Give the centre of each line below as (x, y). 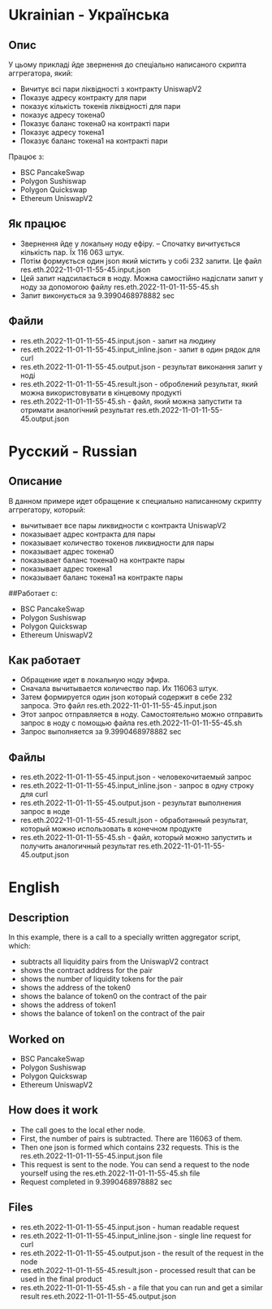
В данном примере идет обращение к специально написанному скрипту (135, 501)
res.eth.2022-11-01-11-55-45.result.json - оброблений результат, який (139, 383)
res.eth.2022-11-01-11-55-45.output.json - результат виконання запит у (141, 366)
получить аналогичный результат (78, 846)
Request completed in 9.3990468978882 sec (96, 1181)
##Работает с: (33, 593)
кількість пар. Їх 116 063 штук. (72, 252)
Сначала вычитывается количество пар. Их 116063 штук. (119, 689)
